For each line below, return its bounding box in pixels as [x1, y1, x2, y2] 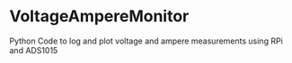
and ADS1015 [9, 44, 58, 55]
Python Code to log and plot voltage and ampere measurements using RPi [9, 35, 283, 46]
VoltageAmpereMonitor [9, 6, 190, 27]
